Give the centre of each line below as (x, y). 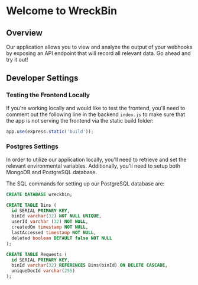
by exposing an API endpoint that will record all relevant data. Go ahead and (98, 53)
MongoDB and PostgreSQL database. (52, 172)
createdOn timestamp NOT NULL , (50, 227)
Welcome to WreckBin (61, 11)
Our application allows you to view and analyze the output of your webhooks (99, 47)
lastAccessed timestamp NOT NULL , (54, 233)
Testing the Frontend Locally (48, 95)
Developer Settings (42, 78)
